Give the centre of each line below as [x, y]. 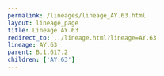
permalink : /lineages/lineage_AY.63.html [77, 15]
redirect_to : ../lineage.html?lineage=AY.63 [82, 38]
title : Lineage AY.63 [43, 30]
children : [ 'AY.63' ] [42, 60]
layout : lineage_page [43, 23]
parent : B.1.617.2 [38, 52]
